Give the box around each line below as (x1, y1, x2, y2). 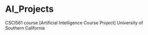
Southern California (5, 25, 45, 31)
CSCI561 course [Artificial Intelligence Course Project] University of (5, 20, 143, 26)
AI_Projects (5, 3, 54, 15)
